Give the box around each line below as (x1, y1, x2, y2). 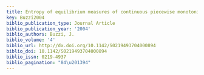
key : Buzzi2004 (6, 15, 45, 21)
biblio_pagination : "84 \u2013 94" (6, 59, 91, 65)
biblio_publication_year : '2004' (6, 25, 91, 32)
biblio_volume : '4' (6, 37, 56, 43)
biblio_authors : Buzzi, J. (6, 31, 75, 37)
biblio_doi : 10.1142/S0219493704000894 (6, 48, 107, 54)
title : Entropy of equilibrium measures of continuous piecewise (6, 8, 175, 15)
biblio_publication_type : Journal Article (6, 20, 115, 26)
